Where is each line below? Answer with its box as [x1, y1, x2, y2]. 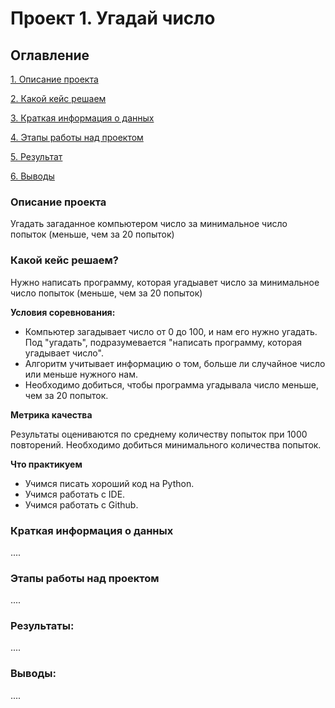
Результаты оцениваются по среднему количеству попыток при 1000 [10, 428, 308, 440]
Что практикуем [10, 458, 83, 470]
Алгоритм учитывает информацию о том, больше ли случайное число [24, 357, 326, 369]
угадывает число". [24, 347, 104, 359]
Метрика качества [10, 408, 93, 421]
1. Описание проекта [10, 73, 99, 85]
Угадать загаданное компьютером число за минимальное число [10, 218, 288, 230]
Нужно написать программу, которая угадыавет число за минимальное [10, 276, 320, 288]
